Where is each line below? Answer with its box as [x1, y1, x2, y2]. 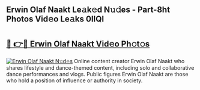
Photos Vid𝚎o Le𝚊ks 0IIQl [6, 14, 104, 24]
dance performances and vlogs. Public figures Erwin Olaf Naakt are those [6, 71, 189, 77]
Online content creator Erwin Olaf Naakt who [74, 58, 185, 64]
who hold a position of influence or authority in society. [6, 77, 143, 84]
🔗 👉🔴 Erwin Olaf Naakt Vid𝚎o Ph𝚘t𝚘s [6, 39, 150, 49]
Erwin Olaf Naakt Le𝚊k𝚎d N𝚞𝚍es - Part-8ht [6, 5, 170, 15]
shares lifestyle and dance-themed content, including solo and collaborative [6, 64, 195, 71]
